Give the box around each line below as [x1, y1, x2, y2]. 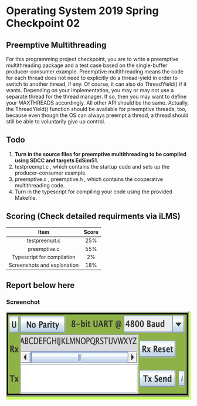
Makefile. [14, 194, 37, 201]
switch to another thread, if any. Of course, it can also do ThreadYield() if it [6, 80, 187, 88]
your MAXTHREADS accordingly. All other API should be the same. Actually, [6, 99, 189, 106]
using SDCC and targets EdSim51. [14, 157, 98, 164]
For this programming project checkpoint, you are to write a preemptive [6, 56, 179, 62]
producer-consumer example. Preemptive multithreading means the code [6, 68, 184, 75]
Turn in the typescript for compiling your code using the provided [14, 188, 173, 195]
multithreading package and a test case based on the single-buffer [6, 62, 168, 69]
